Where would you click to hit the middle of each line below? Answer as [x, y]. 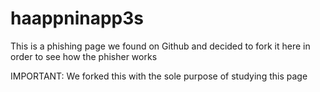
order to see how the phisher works [84, 56]
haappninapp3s [77, 18]
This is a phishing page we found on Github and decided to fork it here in [160, 46]
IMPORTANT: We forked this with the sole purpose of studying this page [159, 76]
